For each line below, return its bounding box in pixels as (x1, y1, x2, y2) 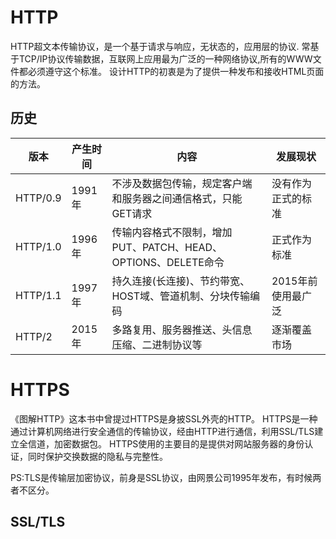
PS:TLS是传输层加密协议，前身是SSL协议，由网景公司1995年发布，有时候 (10, 471, 313, 483)
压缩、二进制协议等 (111, 337, 203, 351)
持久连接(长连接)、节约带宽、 (111, 274, 250, 288)
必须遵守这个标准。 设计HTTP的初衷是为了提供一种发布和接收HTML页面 (27, 65, 325, 77)
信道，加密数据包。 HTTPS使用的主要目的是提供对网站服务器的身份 (27, 437, 305, 450)
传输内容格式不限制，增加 (111, 225, 233, 239)
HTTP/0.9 (15, 191, 62, 205)
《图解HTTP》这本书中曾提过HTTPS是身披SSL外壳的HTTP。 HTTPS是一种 (10, 412, 318, 425)
